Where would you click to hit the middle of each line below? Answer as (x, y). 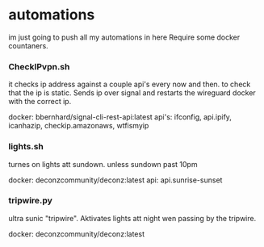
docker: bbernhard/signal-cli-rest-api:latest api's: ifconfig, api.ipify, (120, 117)
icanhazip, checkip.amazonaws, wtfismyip (79, 126)
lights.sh (26, 147)
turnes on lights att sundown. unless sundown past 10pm (103, 164)
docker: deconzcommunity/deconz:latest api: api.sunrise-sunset (115, 180)
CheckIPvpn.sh (39, 66)
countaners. (28, 45)
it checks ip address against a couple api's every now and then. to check (130, 84)
